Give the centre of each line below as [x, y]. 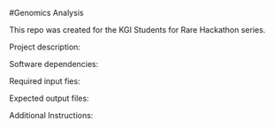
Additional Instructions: [51, 115]
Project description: [45, 47]
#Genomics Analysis [46, 13]
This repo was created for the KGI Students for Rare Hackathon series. [137, 30]
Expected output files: [49, 98]
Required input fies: [45, 81]
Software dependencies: [54, 64]
